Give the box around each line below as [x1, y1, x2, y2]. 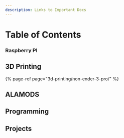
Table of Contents [5, 29, 81, 40]
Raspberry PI [5, 47, 38, 54]
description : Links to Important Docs [5, 7, 86, 13]
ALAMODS [5, 90, 39, 98]
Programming [5, 107, 49, 116]
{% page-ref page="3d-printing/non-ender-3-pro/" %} [5, 76, 119, 82]
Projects [5, 124, 32, 133]
